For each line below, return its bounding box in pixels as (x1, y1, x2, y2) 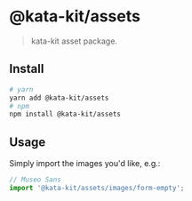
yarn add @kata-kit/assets (9, 93, 109, 102)
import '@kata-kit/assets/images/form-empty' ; (9, 183, 185, 192)
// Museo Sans (9, 175, 62, 184)
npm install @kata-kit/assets (9, 109, 122, 119)
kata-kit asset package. (30, 36, 118, 46)
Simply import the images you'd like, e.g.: (9, 158, 161, 169)
